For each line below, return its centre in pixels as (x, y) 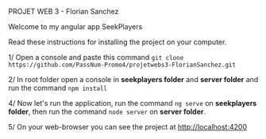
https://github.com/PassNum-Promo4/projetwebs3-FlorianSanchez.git (122, 65)
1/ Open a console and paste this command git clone (96, 57)
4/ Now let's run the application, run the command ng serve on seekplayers (133, 103)
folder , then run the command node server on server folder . (107, 111)
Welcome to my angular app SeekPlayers (75, 26)
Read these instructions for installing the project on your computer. (118, 42)
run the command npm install (58, 88)
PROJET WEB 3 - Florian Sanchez (64, 11)
